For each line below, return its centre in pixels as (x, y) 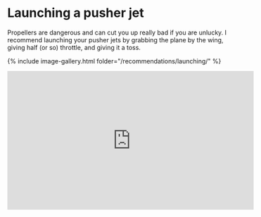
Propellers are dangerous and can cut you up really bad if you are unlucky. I (117, 32)
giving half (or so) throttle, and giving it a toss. (74, 47)
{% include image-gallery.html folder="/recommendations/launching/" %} (114, 61)
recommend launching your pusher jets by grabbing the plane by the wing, (115, 39)
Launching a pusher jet (76, 13)
